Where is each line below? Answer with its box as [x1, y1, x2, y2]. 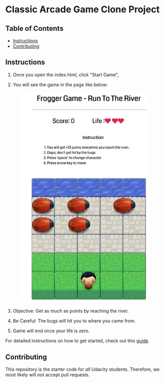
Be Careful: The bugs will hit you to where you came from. [12, 318, 136, 324]
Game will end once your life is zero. [12, 328, 90, 334]
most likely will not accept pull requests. [5, 372, 90, 378]
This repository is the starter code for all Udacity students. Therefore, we [5, 366, 160, 373]
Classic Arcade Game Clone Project [5, 4, 160, 15]
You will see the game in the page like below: [12, 81, 108, 88]
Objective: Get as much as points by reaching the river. [12, 308, 129, 314]
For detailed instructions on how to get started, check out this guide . [5, 338, 150, 344]
